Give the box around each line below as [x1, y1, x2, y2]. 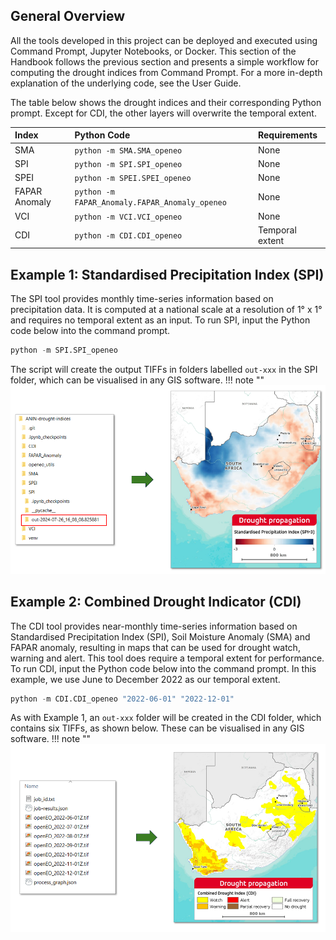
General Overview [10, 8, 126, 25]
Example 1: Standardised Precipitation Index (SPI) [10, 266, 325, 283]
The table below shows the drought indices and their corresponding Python [10, 96, 322, 108]
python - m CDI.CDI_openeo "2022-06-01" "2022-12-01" [10, 694, 235, 704]
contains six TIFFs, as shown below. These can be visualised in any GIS [10, 722, 305, 734]
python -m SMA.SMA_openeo [74, 145, 183, 156]
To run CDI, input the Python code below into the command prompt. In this [10, 662, 317, 674]
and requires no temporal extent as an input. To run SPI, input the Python [10, 314, 311, 326]
